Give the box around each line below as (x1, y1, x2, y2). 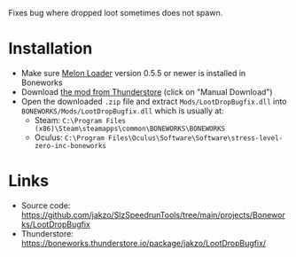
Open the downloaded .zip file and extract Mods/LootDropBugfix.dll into (20, 96, 287, 106)
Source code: (20, 199, 71, 211)
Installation (8, 39, 93, 58)
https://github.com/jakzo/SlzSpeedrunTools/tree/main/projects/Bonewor (20, 209, 285, 220)
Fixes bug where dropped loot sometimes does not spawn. (8, 8, 223, 18)
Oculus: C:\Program (34, 132, 105, 143)
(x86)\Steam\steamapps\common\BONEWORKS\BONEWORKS (34, 124, 226, 133)
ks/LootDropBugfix (20, 219, 90, 230)
